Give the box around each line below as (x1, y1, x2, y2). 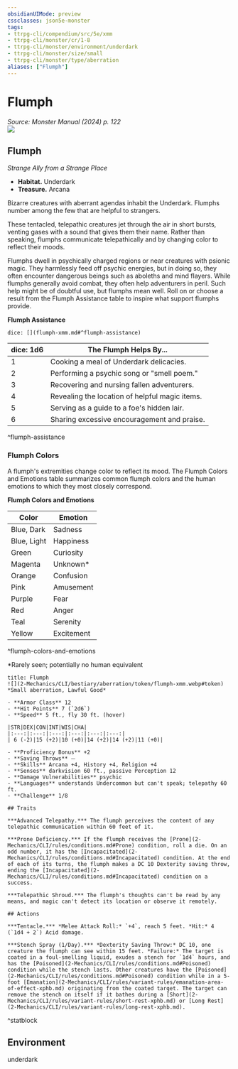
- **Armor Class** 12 (7, 699, 72, 706)
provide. (7, 302, 32, 310)
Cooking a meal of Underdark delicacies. (50, 357, 187, 367)
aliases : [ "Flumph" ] (7, 63, 69, 70)
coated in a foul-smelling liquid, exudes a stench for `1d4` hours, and (7, 953, 231, 961)
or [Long (178, 997, 205, 1004)
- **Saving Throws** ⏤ (7, 754, 76, 762)
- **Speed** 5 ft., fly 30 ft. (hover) (7, 711, 126, 718)
